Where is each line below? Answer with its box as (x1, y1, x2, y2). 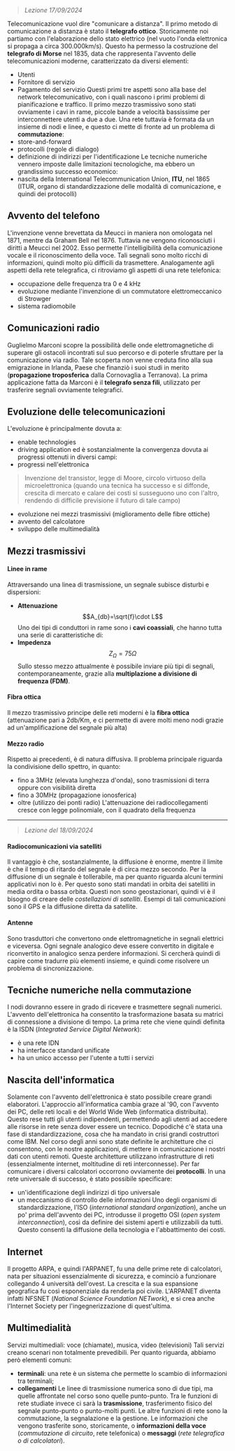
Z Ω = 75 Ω (108, 649, 137, 659)
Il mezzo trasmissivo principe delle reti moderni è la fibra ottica (7, 709, 190, 717)
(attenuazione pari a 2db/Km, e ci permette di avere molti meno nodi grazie (7, 716, 224, 725)
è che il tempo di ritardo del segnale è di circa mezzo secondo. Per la (7, 865, 206, 874)
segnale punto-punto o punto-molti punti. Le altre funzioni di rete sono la (17, 1406, 228, 1415)
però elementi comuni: (7, 1356, 72, 1364)
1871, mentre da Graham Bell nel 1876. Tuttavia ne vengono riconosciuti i (7, 236, 215, 244)
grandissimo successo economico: (17, 168, 118, 175)
